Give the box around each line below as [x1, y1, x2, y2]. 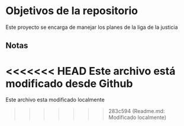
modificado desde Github [5, 77, 133, 90]
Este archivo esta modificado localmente [5, 96, 105, 104]
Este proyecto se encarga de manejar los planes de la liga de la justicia [5, 24, 178, 31]
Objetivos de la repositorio [5, 4, 138, 18]
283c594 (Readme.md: [108, 108, 165, 115]
